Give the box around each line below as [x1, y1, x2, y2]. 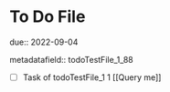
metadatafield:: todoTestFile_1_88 [9, 54, 134, 65]
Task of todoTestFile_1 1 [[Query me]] [22, 71, 162, 83]
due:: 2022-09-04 [9, 36, 79, 47]
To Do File [9, 6, 86, 27]
